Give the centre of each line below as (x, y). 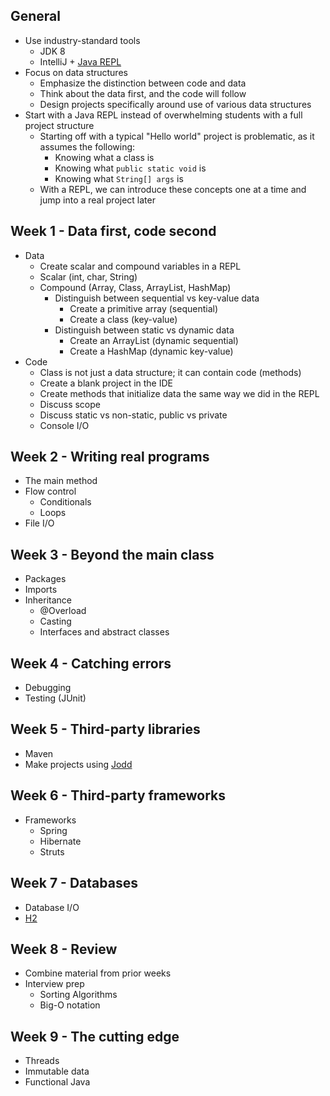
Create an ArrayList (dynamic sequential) (154, 340)
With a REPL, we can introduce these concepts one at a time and (173, 189)
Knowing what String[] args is (119, 178)
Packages (45, 579)
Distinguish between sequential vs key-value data (157, 298)
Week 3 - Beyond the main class (112, 554)
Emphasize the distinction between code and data (143, 83)
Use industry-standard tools (82, 40)
